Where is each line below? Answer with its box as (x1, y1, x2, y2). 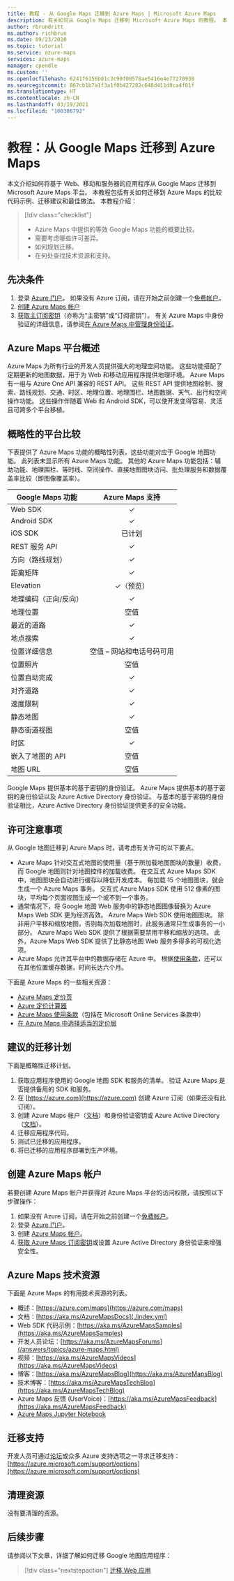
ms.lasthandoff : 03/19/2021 (7, 101, 89, 108)
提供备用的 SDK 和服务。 (23, 1084, 95, 1093)
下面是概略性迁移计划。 (7, 1061, 75, 1070)
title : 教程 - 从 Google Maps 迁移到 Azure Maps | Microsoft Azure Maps (7, 10, 217, 17)
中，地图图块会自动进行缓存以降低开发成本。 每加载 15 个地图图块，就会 (17, 875, 224, 884)
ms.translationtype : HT (7, 88, 77, 95)
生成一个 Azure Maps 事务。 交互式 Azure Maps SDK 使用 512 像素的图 (17, 884, 221, 893)
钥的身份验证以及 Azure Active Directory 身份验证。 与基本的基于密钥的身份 (7, 792, 224, 801)
